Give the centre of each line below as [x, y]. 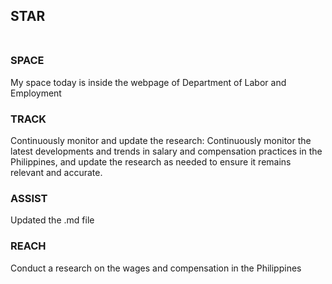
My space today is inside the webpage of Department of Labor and [148, 82]
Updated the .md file [52, 220]
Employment [36, 93]
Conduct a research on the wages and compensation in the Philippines [156, 268]
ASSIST [29, 198]
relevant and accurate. [56, 172]
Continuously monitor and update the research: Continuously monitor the [161, 140]
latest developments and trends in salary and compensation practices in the [166, 151]
